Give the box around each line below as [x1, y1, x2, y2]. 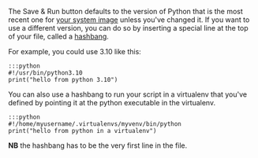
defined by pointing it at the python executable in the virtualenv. [8, 98, 215, 107]
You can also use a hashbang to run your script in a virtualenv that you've [8, 90, 247, 99]
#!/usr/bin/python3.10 [8, 69, 83, 77]
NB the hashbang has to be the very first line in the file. [8, 141, 188, 150]
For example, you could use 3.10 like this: [8, 47, 142, 56]
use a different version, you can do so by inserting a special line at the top [8, 24, 249, 32]
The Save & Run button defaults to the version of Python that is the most [8, 7, 243, 16]
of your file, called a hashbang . [8, 31, 109, 41]
